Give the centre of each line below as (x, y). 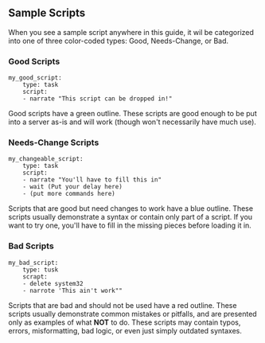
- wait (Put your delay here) (73, 187)
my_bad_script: (33, 263)
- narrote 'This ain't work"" (73, 290)
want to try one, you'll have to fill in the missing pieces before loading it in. (130, 225)
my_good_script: (35, 78)
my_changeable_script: (46, 159)
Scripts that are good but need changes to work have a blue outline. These (131, 209)
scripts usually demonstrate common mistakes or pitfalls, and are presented (132, 314)
